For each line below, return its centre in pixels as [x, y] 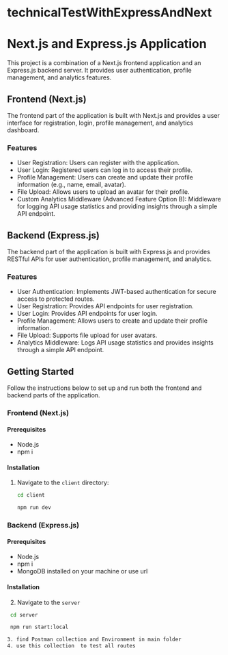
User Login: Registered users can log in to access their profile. [104, 170]
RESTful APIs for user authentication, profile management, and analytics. [110, 259]
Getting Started [41, 371]
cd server [24, 615]
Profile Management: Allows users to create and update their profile [112, 321]
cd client [31, 495]
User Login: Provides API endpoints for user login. [87, 314]
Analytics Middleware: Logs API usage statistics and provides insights [115, 343]
